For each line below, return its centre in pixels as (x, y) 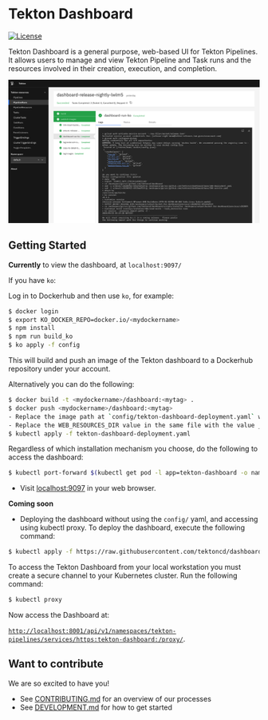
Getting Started (47, 246)
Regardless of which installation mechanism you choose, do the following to (133, 449)
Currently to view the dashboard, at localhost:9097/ (95, 265)
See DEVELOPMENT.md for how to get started (96, 707)
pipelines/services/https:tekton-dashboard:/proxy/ (96, 640)
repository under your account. (59, 369)
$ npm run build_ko (41, 336)
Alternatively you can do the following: (71, 384)
